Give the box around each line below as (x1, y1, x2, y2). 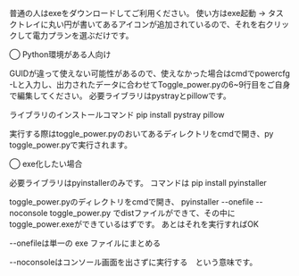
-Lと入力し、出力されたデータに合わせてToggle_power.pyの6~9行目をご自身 (9, 79, 291, 89)
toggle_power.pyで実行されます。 (9, 139, 132, 150)
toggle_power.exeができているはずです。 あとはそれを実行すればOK (9, 219, 259, 230)
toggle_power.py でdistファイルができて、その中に (49, 208, 236, 218)
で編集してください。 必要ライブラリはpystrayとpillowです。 (9, 90, 231, 101)
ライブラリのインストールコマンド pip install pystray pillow (9, 110, 225, 120)
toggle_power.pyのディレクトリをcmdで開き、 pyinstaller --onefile (9, 197, 254, 207)
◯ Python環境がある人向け (9, 49, 112, 60)
